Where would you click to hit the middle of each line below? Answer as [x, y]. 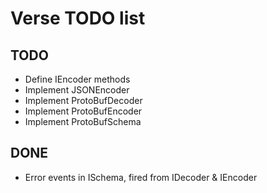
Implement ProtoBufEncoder [83, 111]
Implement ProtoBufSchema [83, 121]
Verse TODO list [78, 18]
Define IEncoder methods [77, 79]
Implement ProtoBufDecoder [83, 100]
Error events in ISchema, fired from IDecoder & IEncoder [141, 177]
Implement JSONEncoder [77, 90]
